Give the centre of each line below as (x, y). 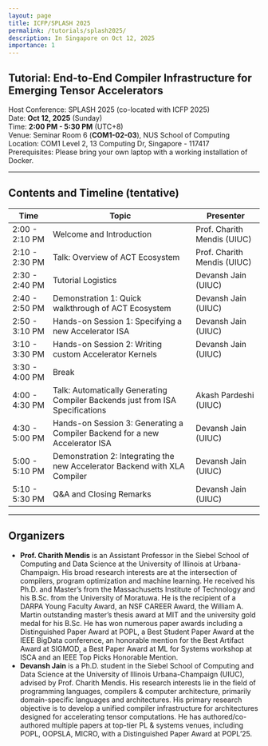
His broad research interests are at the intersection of (150, 572)
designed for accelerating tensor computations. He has (110, 716)
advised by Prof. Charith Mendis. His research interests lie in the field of (138, 682)
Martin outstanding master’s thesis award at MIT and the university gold (138, 614)
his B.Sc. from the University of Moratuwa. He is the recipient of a (128, 597)
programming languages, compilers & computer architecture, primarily (135, 691)
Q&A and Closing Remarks (102, 494)
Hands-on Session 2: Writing (107, 344)
